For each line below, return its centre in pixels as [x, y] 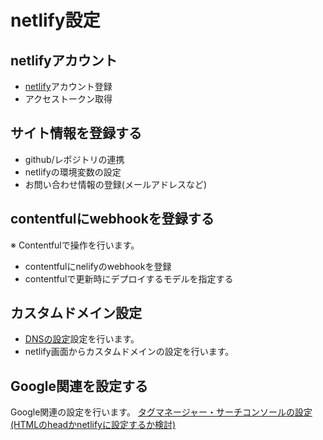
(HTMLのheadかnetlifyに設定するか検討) [93, 425]
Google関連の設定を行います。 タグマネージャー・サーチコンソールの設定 [161, 412]
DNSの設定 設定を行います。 [82, 339]
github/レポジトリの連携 [74, 159]
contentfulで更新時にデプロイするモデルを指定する [129, 278]
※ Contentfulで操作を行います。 [75, 245]
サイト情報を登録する [76, 133]
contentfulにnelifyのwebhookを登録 [98, 266]
